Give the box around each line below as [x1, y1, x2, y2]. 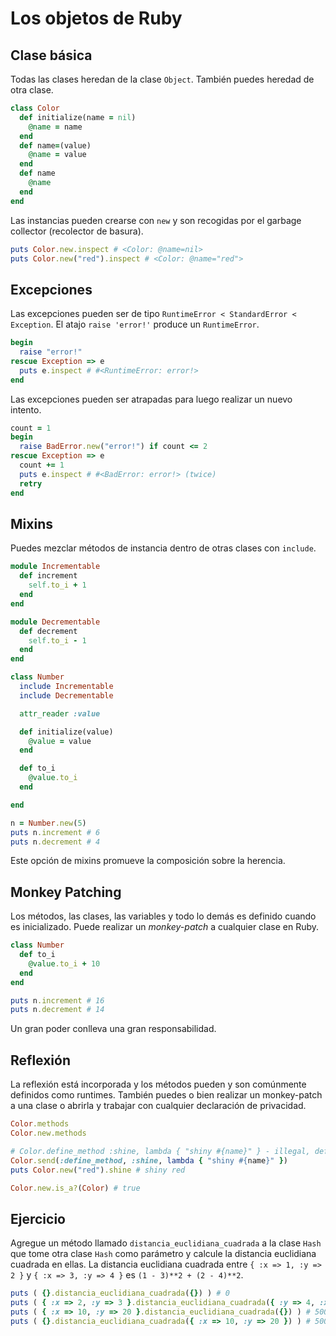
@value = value [28, 736, 92, 746]
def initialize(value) [19, 727, 114, 737]
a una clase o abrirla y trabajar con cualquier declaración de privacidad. [10, 1100, 307, 1112]
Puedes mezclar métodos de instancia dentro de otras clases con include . [10, 542, 317, 554]
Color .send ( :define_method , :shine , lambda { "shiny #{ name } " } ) [10, 1155, 289, 1166]
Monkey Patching [10, 883, 122, 901]
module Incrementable [10, 562, 101, 572]
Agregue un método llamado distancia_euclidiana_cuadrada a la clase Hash [10, 1237, 322, 1249]
